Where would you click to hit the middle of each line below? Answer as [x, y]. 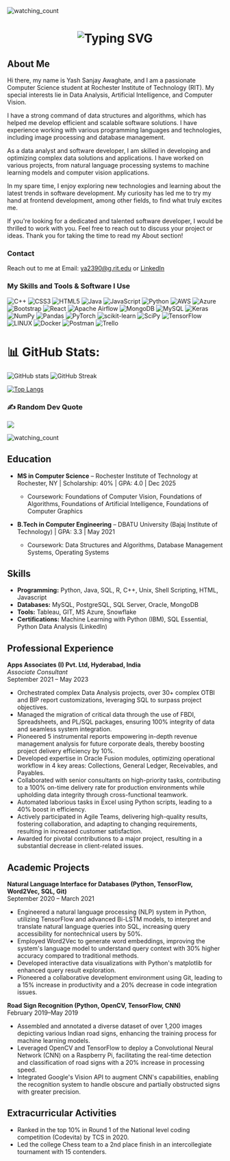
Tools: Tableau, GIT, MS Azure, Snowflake [77, 612]
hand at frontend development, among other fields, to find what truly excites [115, 200]
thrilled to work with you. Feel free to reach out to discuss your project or [110, 228]
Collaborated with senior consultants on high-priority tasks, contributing [119, 780]
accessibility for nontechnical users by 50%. [80, 934]
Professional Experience [61, 648]
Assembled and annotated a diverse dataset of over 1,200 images [110, 1026]
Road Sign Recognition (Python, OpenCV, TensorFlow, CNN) [94, 1006]
